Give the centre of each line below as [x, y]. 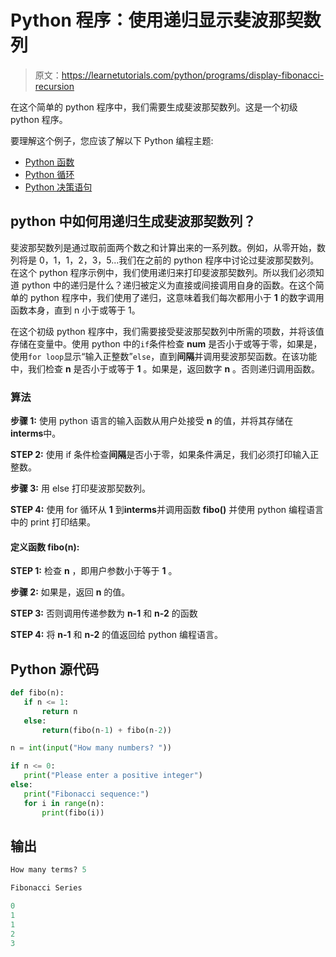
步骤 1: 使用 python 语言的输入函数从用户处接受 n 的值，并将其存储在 [152, 421]
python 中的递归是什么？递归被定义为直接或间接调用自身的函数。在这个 [168, 285]
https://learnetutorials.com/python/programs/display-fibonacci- [193, 75]
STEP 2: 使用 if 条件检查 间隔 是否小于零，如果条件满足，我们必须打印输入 [160, 455]
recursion [54, 86]
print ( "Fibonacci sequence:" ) [86, 794]
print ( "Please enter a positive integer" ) [113, 776]
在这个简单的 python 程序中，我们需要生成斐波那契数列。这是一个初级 [154, 107]
